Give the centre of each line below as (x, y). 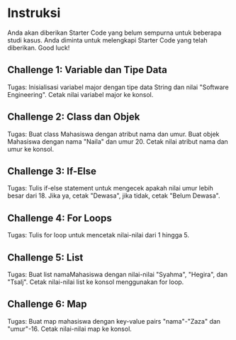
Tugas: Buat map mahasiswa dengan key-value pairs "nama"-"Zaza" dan (114, 321)
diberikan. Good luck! (39, 47)
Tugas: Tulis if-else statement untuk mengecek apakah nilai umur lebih (111, 188)
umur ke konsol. (31, 149)
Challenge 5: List (45, 257)
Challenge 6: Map (47, 304)
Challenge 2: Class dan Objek (74, 117)
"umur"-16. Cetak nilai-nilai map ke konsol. (70, 329)
